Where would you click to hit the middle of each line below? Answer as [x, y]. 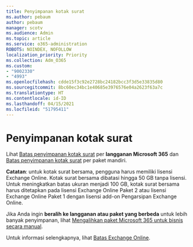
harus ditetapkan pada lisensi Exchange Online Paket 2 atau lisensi [86, 190]
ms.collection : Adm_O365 [36, 60]
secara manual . [24, 227]
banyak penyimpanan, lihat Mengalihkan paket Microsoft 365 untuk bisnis [95, 220]
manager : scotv [24, 28]
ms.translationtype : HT [35, 93]
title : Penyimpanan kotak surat [45, 11]
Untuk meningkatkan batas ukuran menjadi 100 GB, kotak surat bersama [93, 184]
